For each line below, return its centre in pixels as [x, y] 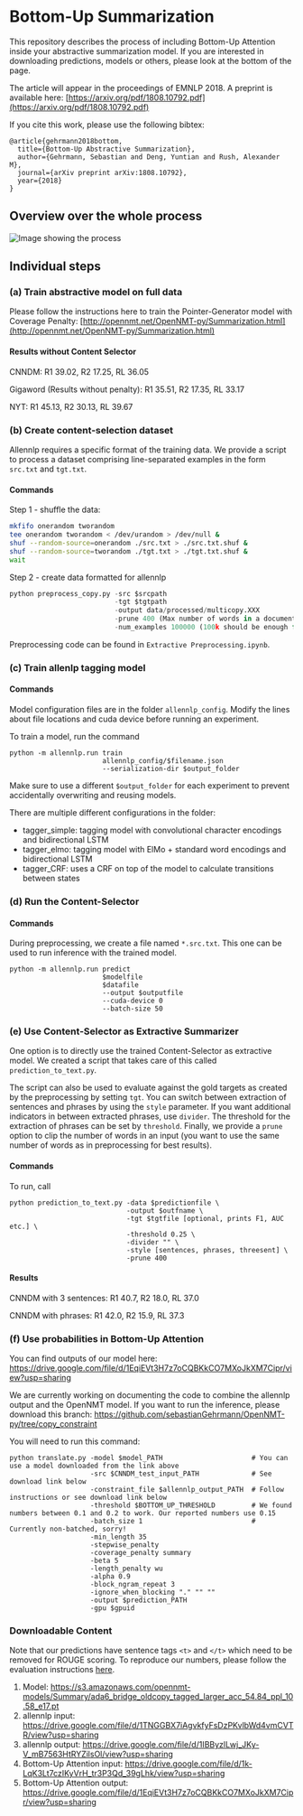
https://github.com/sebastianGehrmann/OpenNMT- [190, 1414]
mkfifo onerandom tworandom [62, 526]
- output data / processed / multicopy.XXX [187, 610]
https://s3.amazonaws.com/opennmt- [120, 1687]
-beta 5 [104, 1561]
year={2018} [40, 181]
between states [51, 879]
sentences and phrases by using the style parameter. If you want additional [150, 1107]
